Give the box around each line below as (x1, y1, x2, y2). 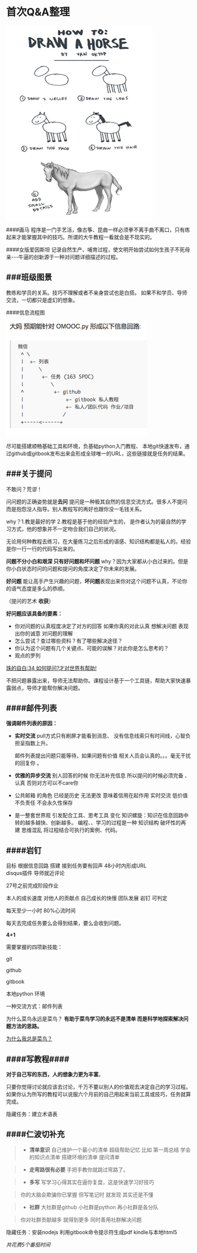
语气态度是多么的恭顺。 (11, 585, 68, 592)
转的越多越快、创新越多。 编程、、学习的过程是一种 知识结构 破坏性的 (14, 819, 181, 826)
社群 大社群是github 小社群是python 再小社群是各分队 (29, 1204, 158, 1211)
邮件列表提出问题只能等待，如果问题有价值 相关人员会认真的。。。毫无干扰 (14, 752, 191, 760)
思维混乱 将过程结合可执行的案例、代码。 (21, 827, 121, 834)
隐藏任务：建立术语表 (6, 1111, 57, 1118)
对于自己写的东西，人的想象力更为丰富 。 (6, 1071, 104, 1078)
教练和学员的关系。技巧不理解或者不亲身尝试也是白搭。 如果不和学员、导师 (6, 289, 188, 296)
